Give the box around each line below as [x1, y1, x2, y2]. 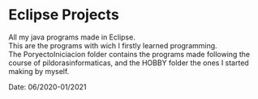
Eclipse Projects [8, 6, 119, 24]
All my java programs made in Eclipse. [8, 32, 135, 42]
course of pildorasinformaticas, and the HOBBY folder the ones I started [8, 58, 249, 68]
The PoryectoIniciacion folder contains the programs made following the [8, 49, 250, 59]
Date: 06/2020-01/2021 [8, 82, 87, 92]
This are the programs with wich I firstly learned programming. [8, 40, 217, 50]
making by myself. [8, 66, 70, 76]
